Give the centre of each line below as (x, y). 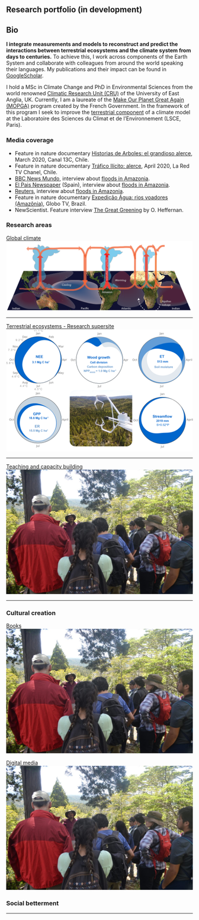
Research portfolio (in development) (74, 10)
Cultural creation (31, 613)
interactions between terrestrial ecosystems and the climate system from (99, 50)
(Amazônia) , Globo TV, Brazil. (51, 203)
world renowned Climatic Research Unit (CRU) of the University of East (93, 94)
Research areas (29, 225)
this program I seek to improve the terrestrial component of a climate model (98, 113)
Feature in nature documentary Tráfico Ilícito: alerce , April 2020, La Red (102, 166)
